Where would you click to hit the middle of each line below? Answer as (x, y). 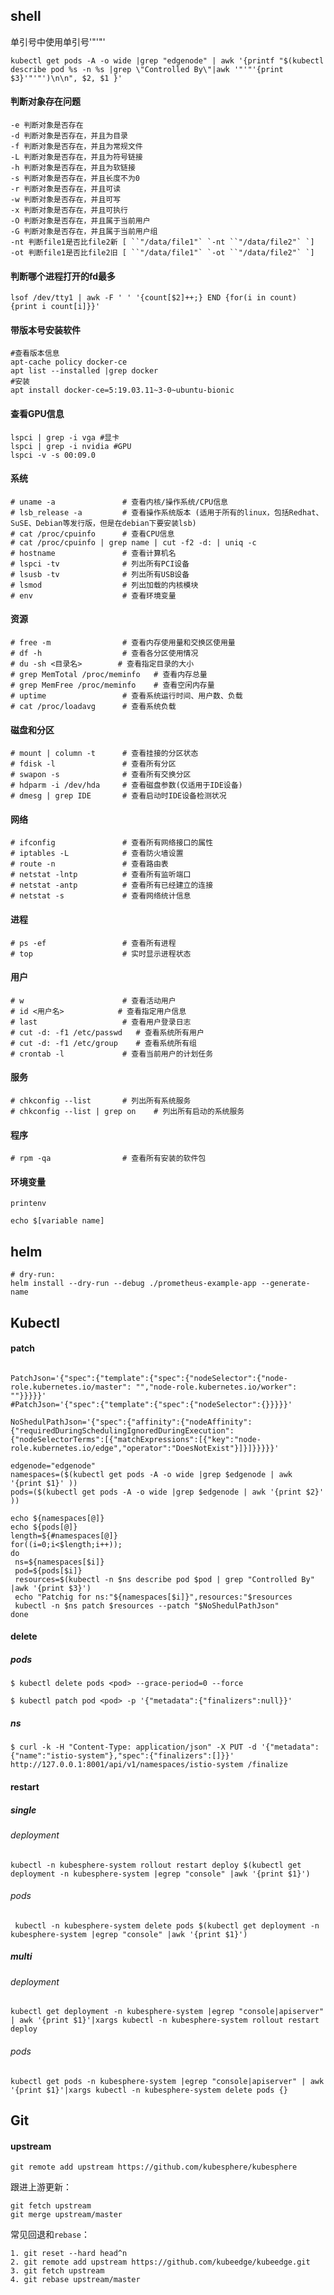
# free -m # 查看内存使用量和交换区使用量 (123, 643)
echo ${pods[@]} (44, 1527)
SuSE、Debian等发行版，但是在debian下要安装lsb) (103, 523)
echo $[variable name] (57, 1221)
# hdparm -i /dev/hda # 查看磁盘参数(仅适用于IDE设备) (126, 785)
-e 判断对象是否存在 (47, 125)
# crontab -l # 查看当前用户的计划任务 (112, 1054)
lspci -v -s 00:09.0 (53, 455)
